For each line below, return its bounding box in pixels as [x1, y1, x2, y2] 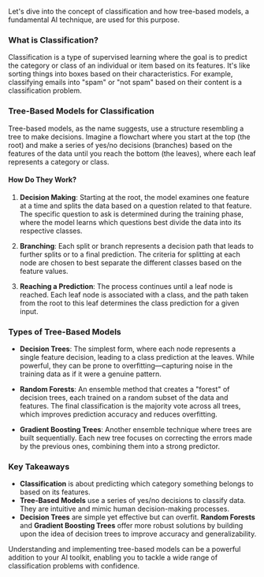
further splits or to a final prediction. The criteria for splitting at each [19, 250, 240, 259]
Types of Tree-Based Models [8, 326, 121, 337]
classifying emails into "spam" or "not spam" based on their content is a [8, 78, 243, 87]
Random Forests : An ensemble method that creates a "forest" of [19, 385, 230, 394]
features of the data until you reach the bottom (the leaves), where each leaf [8, 149, 256, 158]
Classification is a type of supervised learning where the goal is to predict [8, 53, 248, 62]
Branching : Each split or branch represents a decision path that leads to [19, 241, 255, 250]
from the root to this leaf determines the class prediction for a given [19, 298, 240, 308]
